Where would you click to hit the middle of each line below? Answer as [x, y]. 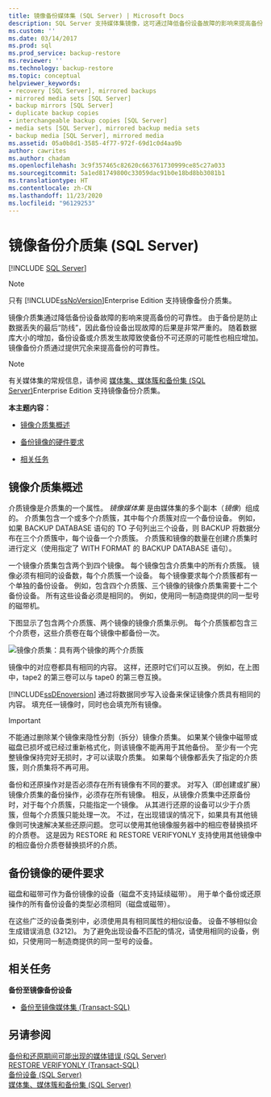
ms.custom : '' [32, 31]
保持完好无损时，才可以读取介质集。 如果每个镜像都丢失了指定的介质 [144, 758]
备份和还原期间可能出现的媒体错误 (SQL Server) [88, 1056]
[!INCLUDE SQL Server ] [48, 268]
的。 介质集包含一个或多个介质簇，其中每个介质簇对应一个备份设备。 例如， [134, 518]
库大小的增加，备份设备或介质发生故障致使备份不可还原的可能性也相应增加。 [135, 338]
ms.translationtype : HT [48, 181]
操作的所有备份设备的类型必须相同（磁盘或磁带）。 [92, 904]
